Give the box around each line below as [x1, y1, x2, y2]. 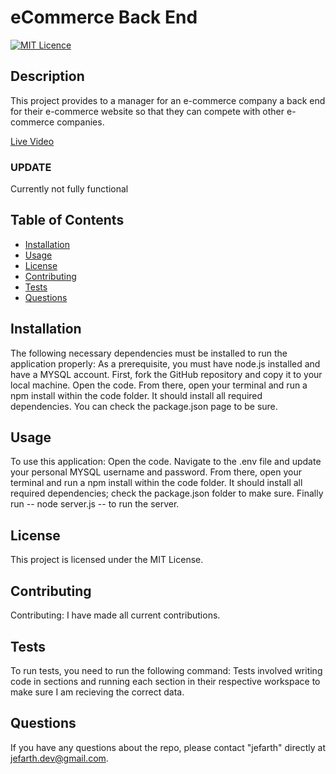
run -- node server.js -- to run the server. [10, 498, 180, 510]
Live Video [10, 135, 55, 147]
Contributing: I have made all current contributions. [10, 609, 221, 621]
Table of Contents [10, 212, 125, 229]
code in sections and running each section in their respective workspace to [10, 675, 321, 687]
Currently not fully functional [10, 183, 129, 195]
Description [10, 68, 85, 85]
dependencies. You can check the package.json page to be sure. [10, 400, 278, 412]
